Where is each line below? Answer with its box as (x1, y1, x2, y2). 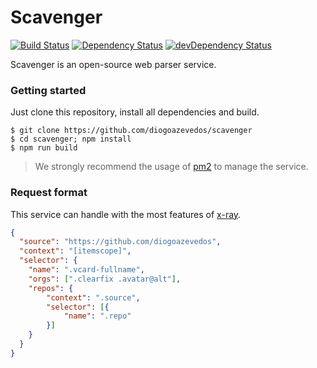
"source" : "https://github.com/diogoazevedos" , (19, 237, 222, 247)
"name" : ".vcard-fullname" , (28, 265, 145, 275)
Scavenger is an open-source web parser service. (10, 58, 217, 70)
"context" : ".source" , (46, 292, 141, 303)
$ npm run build (10, 143, 78, 153)
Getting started (10, 83, 87, 97)
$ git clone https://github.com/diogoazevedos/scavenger (10, 126, 253, 136)
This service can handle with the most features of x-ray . (10, 208, 242, 220)
